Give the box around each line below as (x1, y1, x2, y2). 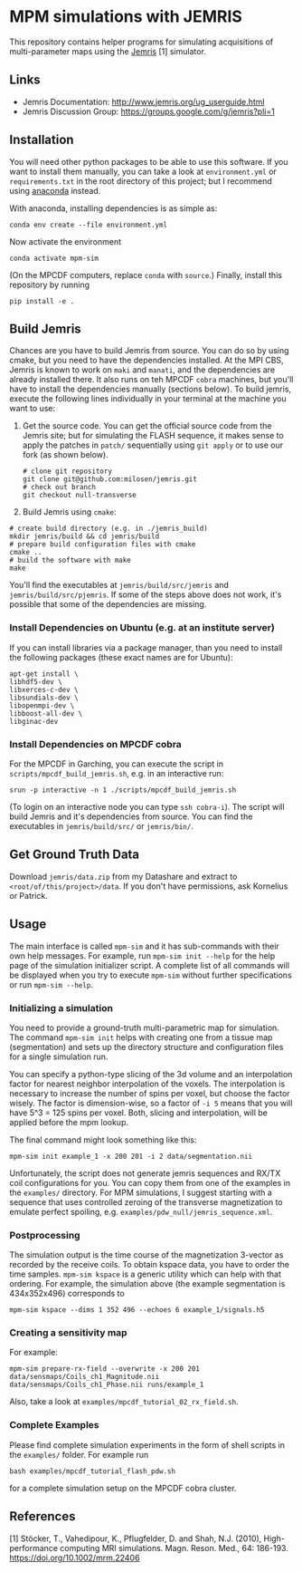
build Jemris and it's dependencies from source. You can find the (9, 811, 253, 822)
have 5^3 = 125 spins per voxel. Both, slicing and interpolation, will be (9, 1107, 269, 1118)
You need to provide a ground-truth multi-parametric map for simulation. (9, 1022, 280, 1033)
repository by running (9, 279, 90, 290)
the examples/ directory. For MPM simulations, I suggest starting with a (9, 1187, 273, 1198)
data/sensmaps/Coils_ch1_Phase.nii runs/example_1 (9, 1380, 204, 1390)
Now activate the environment (9, 236, 122, 246)
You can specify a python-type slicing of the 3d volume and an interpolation (9, 1068, 293, 1079)
